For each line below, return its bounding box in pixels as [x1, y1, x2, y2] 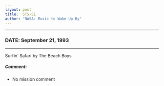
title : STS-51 [5, 12, 36, 17]
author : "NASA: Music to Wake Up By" [5, 16, 82, 21]
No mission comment [12, 76, 55, 82]
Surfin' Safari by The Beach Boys [5, 52, 72, 59]
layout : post [5, 7, 32, 12]
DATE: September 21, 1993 [5, 37, 69, 44]
